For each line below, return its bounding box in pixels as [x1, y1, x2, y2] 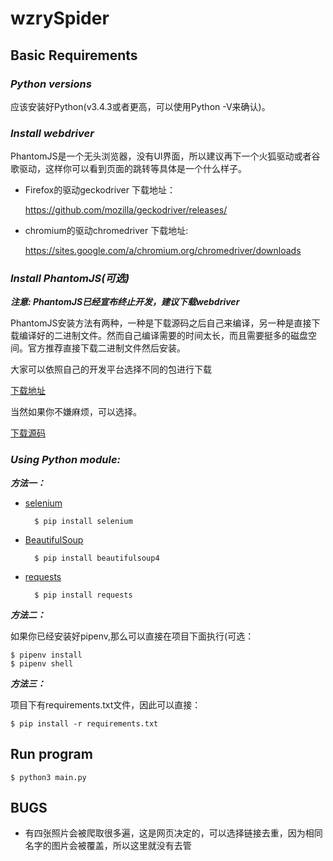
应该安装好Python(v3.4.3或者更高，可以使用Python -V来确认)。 [10, 100, 271, 112]
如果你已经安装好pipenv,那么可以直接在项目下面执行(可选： [10, 630, 255, 642]
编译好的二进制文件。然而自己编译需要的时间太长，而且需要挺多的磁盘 [18, 330, 308, 342]
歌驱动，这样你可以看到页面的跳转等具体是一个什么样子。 [10, 163, 247, 175]
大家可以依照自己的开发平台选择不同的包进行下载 [10, 363, 212, 376]
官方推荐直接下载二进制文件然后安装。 [27, 342, 186, 354]
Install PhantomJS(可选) [10, 272, 130, 286]
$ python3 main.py [10, 772, 87, 782]
